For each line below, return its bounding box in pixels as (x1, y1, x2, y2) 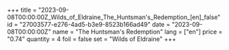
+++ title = (7, 6, 38, 14)
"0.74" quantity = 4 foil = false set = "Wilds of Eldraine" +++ (7, 35, 176, 43)
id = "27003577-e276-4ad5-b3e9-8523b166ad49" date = (7, 21, 171, 28)
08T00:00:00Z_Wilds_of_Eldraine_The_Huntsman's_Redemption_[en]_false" (7, 13, 221, 21)
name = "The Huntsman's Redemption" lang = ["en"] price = (52, 27, 223, 36)
